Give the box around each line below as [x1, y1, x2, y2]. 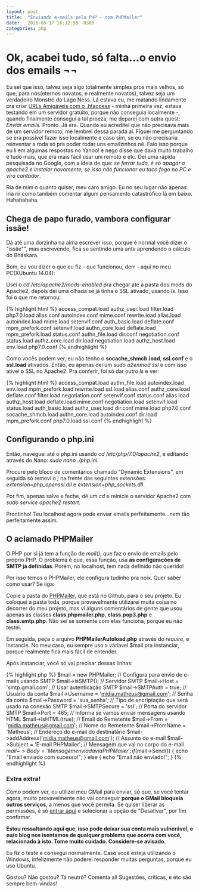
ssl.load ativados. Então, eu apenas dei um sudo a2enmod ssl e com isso [6, 362, 187, 368]
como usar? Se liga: [6, 580, 55, 588]
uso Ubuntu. [6, 862, 37, 869]
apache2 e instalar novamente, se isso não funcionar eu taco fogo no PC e [6, 166, 191, 173]
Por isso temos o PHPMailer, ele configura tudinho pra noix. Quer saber [6, 574, 182, 581]
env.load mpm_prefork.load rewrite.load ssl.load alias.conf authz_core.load [6, 385, 191, 393]
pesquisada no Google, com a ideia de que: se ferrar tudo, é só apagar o [6, 159, 185, 167]
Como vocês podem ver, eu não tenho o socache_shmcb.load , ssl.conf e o [6, 355, 193, 362]
